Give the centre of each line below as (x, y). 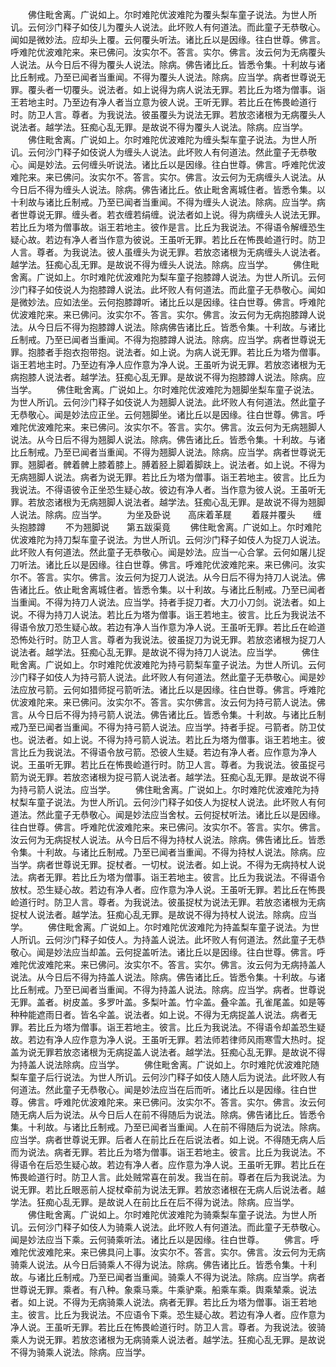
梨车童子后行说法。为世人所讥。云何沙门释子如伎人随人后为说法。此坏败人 (163, 1077)
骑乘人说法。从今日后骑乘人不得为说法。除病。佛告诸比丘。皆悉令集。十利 (163, 1264)
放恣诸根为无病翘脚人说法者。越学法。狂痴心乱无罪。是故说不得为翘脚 (181, 502)
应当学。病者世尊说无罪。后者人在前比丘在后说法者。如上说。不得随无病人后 (168, 1139)
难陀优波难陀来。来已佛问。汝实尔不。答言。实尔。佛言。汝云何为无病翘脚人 (168, 427)
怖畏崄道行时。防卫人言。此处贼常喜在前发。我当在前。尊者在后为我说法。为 (168, 1177)
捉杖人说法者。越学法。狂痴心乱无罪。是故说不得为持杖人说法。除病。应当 (163, 914)
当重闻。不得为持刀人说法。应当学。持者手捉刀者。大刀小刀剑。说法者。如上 (168, 602)
